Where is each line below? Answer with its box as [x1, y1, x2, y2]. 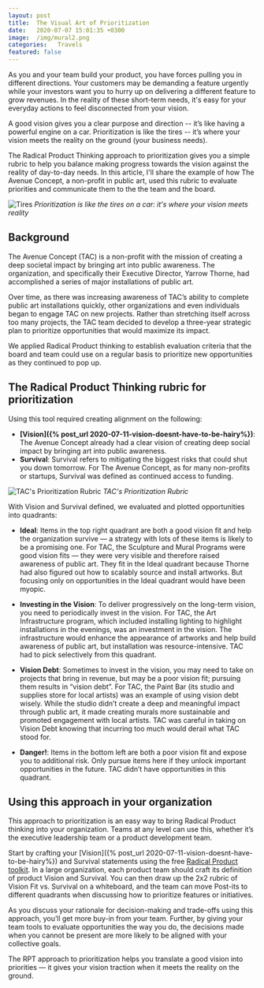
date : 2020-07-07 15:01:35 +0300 [8, 26, 125, 34]
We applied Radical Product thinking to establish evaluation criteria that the [8, 341, 252, 350]
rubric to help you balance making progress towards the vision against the [8, 159, 250, 168]
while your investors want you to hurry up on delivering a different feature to [8, 87, 256, 95]
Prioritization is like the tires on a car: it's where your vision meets [34, 200, 248, 209]
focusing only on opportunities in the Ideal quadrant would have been [19, 575, 246, 585]
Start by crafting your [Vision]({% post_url [8, 848, 144, 858]
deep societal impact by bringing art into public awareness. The [8, 260, 215, 269]
